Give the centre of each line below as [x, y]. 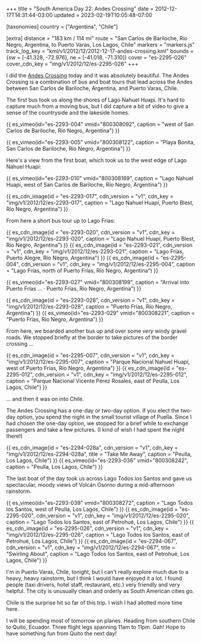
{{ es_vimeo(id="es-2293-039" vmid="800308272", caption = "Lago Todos [100, 503]
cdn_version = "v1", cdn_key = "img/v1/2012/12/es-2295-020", [113, 515]
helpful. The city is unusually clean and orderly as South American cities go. [100, 591]
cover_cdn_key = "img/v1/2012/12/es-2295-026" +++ [73, 64]
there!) [14, 436]
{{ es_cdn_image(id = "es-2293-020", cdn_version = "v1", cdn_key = [91, 232]
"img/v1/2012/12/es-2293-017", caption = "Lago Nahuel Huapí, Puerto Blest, [100, 203]
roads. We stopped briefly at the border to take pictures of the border [92, 337]
